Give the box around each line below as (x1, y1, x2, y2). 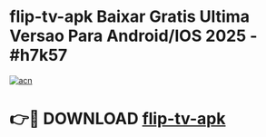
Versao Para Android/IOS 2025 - (9, 25, 258, 46)
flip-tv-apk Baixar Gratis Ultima (9, 6, 250, 27)
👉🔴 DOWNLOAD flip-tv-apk (9, 109, 226, 129)
